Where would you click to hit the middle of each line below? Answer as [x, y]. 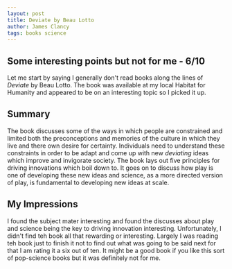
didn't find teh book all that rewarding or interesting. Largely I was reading [113, 236]
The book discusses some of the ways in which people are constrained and [115, 131]
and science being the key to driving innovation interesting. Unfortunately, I [114, 228]
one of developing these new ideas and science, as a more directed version [115, 175]
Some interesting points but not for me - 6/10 [106, 61]
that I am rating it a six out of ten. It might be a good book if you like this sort [116, 250]
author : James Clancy [38, 26]
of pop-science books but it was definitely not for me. [84, 258]
